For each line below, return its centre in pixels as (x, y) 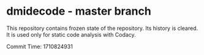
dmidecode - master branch (79, 11)
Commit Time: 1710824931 (40, 46)
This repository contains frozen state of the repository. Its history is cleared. (102, 28)
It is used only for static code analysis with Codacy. (71, 34)
